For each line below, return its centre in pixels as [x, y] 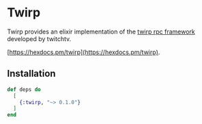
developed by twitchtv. [39, 38]
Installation [31, 74]
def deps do [24, 89]
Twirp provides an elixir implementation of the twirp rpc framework [101, 32]
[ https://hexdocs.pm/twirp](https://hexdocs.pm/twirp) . [84, 52]
